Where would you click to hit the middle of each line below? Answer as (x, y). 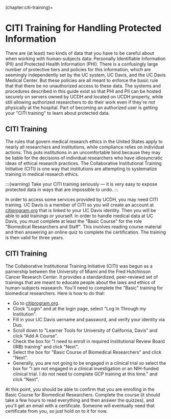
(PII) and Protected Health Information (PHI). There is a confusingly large (82, 64)
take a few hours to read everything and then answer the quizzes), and (80, 400)
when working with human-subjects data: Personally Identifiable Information (86, 58)
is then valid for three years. (35, 237)
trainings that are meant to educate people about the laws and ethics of (80, 282)
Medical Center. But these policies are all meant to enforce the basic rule (82, 80)
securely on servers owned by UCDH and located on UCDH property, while (84, 96)
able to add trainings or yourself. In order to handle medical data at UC (79, 216)
